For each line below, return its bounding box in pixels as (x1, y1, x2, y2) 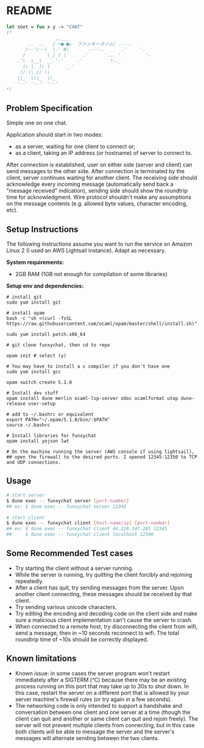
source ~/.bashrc (6, 422, 51, 429)
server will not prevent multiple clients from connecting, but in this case (15, 721, 195, 728)
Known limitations (6, 654, 77, 664)
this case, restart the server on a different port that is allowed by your (15, 689, 190, 696)
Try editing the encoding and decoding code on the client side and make (15, 610, 198, 617)
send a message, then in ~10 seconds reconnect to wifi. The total (15, 629, 180, 636)
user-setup (28, 401, 56, 407)
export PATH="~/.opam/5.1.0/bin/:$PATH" (6, 417, 111, 423)
